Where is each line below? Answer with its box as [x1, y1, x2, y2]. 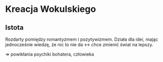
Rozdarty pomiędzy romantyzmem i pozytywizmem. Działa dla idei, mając [5, 36, 158, 42]
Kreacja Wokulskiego [5, 3, 97, 15]
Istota [5, 23, 24, 32]
